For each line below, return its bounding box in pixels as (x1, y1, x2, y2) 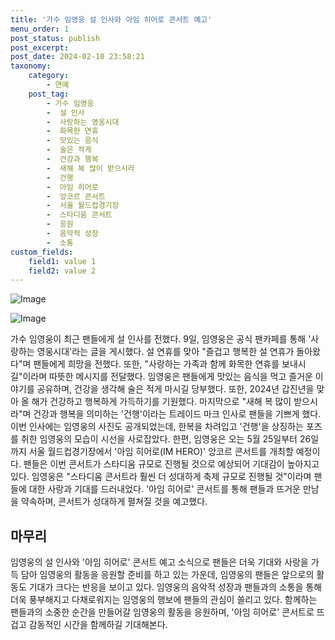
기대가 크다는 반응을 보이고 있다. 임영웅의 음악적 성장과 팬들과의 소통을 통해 (28, 581, 323, 593)
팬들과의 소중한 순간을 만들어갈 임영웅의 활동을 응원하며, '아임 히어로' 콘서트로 (10, 606, 315, 618)
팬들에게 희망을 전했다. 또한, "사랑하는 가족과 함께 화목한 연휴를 (33, 358, 280, 370)
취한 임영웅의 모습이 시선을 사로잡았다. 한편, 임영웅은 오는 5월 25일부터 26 (20, 433, 312, 445)
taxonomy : (10, 61, 52, 71)
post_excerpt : (10, 42, 70, 53)
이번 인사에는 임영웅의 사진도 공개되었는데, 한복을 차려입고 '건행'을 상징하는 (10, 421, 304, 433)
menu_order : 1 (10, 24, 70, 34)
